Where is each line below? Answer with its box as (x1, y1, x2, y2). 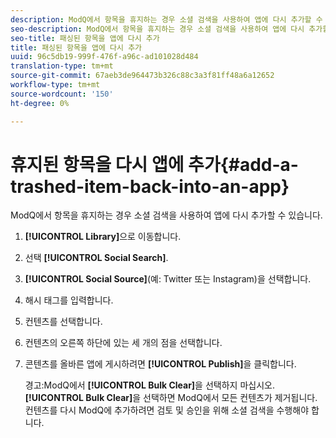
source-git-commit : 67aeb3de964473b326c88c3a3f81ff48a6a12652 (10, 71, 275, 81)
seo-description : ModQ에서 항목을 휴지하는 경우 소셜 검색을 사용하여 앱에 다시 (10, 24, 305, 34)
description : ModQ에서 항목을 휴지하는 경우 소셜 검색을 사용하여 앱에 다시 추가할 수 (10, 14, 323, 25)
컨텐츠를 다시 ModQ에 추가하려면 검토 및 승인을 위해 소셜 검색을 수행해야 (24, 404, 310, 416)
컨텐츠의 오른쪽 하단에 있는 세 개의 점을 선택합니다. (24, 337, 223, 349)
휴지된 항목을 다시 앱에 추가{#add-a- (10, 153, 299, 176)
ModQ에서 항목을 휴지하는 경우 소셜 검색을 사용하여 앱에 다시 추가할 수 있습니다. (10, 209, 323, 221)
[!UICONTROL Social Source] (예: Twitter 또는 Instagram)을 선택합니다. (24, 273, 312, 285)
